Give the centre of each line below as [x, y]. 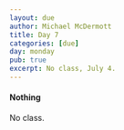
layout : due [32, 18]
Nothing [25, 97]
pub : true [28, 60]
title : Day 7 [34, 35]
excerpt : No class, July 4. [63, 69]
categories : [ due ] [44, 43]
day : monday [32, 52]
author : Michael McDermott [61, 26]
